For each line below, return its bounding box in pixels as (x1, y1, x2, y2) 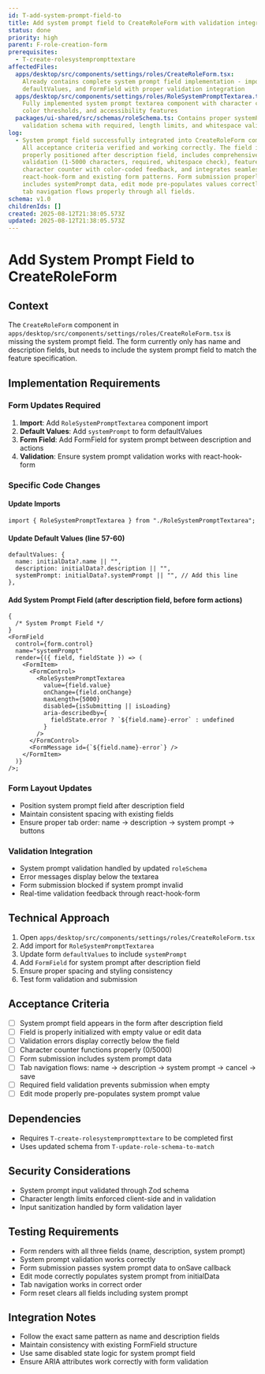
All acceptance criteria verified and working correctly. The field (22, 144, 252, 152)
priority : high (8, 33, 58, 42)
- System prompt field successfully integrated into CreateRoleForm (15, 136, 245, 144)
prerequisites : (8, 48, 58, 56)
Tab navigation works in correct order (19, 1279, 143, 1289)
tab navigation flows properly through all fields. (22, 187, 196, 196)
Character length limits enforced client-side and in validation (19, 1193, 216, 1204)
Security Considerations (8, 1165, 132, 1178)
